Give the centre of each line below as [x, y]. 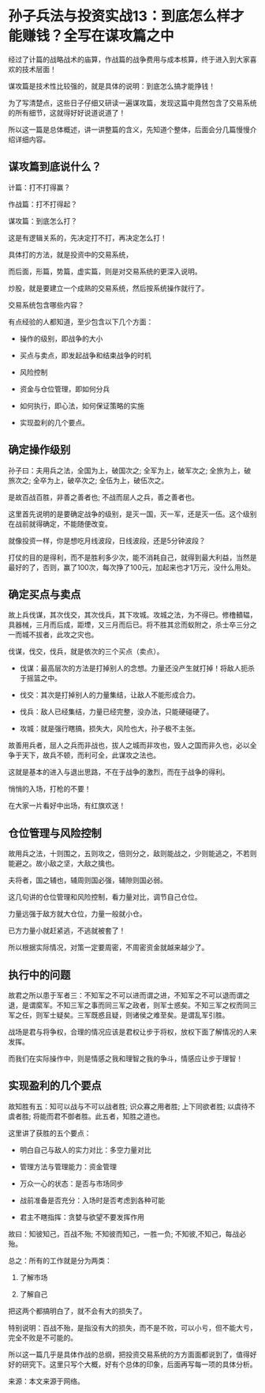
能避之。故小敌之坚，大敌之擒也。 [63, 863]
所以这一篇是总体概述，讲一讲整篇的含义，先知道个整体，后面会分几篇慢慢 [129, 129]
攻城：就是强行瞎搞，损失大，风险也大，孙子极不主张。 [109, 729]
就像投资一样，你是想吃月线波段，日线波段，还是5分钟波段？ [107, 540]
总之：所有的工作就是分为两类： [60, 1260]
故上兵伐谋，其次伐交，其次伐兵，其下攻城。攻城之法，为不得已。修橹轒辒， [132, 615]
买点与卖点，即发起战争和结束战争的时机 [85, 355]
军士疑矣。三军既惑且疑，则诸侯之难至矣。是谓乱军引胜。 [136, 1015]
